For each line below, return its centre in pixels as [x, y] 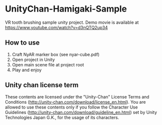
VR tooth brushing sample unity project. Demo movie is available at [72, 22]
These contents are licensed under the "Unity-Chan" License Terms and [77, 97]
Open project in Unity [33, 60]
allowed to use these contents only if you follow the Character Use [72, 107]
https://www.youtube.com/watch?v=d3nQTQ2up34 [57, 27]
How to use [22, 43]
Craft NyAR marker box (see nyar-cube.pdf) [56, 54]
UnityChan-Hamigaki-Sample [66, 9]
